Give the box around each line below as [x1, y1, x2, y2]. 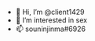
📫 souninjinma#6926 [15, 24, 86, 33]
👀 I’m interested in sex [15, 15, 88, 25]
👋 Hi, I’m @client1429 [15, 8, 85, 16]
